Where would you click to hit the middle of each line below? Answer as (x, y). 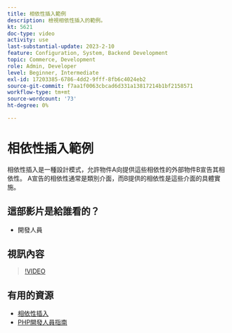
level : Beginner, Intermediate (53, 73)
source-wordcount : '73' (42, 99)
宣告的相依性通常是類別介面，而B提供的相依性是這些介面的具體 (123, 178)
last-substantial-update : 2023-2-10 (61, 46)
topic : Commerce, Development (52, 60)
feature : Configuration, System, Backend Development (88, 54)
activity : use (28, 40)
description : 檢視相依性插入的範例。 (57, 20)
